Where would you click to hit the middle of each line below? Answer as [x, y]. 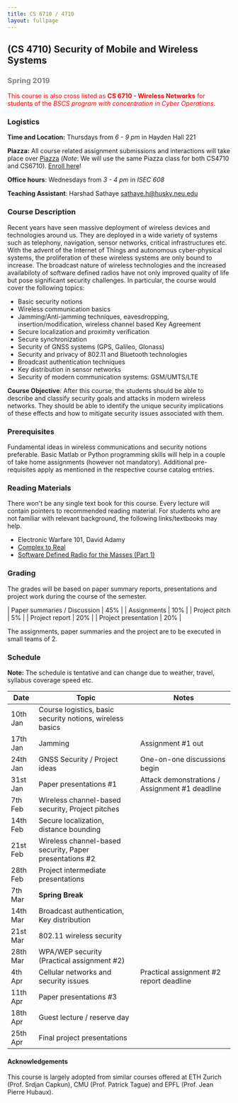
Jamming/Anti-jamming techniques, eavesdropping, [93, 316]
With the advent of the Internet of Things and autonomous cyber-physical [115, 250]
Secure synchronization [52, 339]
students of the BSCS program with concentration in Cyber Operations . [112, 104]
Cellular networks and [75, 972]
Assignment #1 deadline [181, 788]
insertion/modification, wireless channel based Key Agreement [109, 324]
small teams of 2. [33, 638]
